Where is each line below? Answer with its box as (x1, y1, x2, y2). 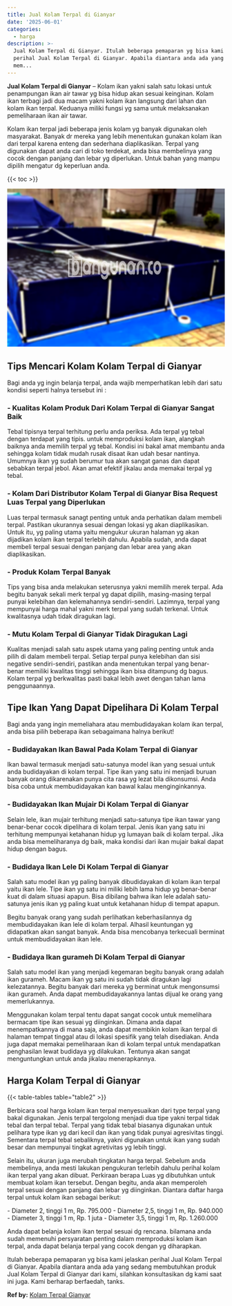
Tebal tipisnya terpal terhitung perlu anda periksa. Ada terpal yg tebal (7, 428, 204, 436)
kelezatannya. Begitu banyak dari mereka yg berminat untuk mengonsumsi (7, 983, 220, 991)
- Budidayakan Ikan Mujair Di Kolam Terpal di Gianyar (7, 800, 189, 809)
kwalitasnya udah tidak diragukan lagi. (7, 612, 116, 620)
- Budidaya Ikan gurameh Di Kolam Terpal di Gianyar (7, 952, 185, 961)
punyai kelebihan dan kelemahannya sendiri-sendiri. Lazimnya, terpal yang (7, 597, 220, 606)
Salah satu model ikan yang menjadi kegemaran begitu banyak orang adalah (7, 968, 224, 977)
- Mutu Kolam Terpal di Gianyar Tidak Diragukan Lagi (7, 629, 188, 639)
